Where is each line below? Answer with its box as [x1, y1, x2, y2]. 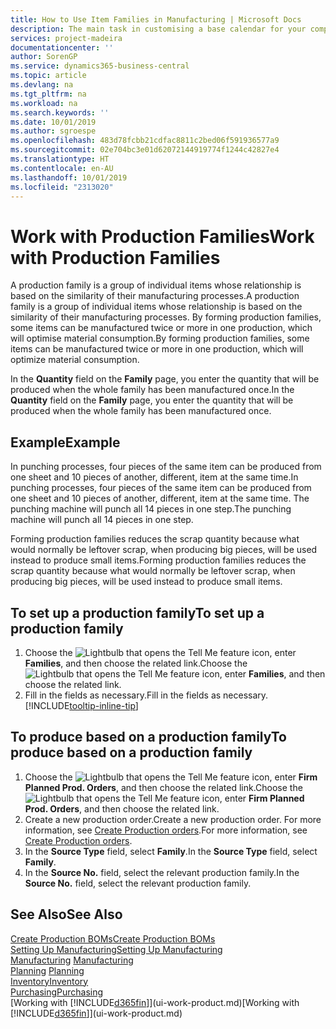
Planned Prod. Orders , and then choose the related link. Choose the [24, 781, 303, 793]
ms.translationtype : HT [10, 154, 110, 164]
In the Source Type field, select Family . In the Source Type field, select [24, 845, 318, 857]
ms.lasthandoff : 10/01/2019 [10, 172, 128, 183]
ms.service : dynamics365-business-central [10, 61, 190, 71]
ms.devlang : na [10, 80, 74, 90]
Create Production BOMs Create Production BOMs [10, 932, 216, 945]
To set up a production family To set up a [10, 604, 265, 621]
